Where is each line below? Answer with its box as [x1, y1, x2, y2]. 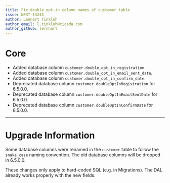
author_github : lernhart [5, 26, 58, 31]
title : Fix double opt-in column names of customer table [5, 7, 130, 13]
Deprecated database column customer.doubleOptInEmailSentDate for [12, 91, 158, 97]
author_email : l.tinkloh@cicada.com [5, 21, 82, 27]
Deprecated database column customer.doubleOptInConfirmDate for [12, 102, 153, 108]
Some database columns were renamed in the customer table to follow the [5, 147, 159, 152]
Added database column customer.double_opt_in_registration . [12, 65, 146, 71]
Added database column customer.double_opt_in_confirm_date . [12, 75, 146, 81]
